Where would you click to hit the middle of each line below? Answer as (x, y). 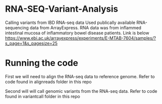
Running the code (42, 63)
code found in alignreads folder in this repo (48, 82)
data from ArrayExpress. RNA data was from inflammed (86, 27)
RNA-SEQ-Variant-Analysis (62, 9)
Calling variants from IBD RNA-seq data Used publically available (70, 22)
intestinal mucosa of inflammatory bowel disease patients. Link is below (77, 33)
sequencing (17, 27)
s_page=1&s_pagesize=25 (31, 43)
